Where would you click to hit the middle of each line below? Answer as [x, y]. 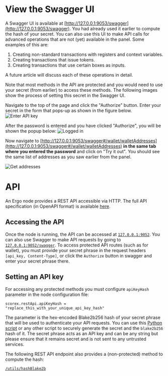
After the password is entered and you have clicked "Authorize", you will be [83, 126]
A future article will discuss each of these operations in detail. [69, 75]
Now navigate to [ [24, 141]
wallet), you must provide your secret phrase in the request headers [75, 250]
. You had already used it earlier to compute [115, 28]
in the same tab [140, 146]
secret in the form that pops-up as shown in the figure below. [69, 110]
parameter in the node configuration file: [47, 294]
